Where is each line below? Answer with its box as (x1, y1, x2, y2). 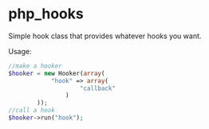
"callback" (79, 84, 116, 92)
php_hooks (8, 5, 84, 23)
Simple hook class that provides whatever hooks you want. (8, 31, 202, 41)
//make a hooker (8, 61, 62, 70)
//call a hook (8, 107, 56, 115)
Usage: (8, 46, 32, 56)
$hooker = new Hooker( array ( (8, 69, 105, 77)
